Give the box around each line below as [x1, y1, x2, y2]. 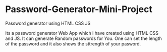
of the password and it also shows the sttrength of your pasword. [5, 40, 141, 46]
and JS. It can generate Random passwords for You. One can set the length [5, 35, 162, 41]
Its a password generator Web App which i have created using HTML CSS [5, 30, 159, 36]
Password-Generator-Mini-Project [5, 4, 152, 15]
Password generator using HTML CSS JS [5, 20, 91, 26]
